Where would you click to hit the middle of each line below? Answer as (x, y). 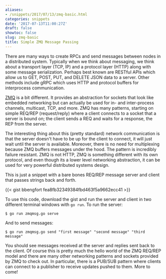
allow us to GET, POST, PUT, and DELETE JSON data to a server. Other (77, 77)
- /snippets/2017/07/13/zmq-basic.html (46, 14)
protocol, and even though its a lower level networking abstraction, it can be (83, 160)
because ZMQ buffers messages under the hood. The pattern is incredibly (81, 149)
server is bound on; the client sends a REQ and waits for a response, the (79, 118)
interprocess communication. (35, 88)
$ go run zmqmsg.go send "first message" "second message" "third (75, 232)
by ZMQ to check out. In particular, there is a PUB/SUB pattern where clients (83, 261)
